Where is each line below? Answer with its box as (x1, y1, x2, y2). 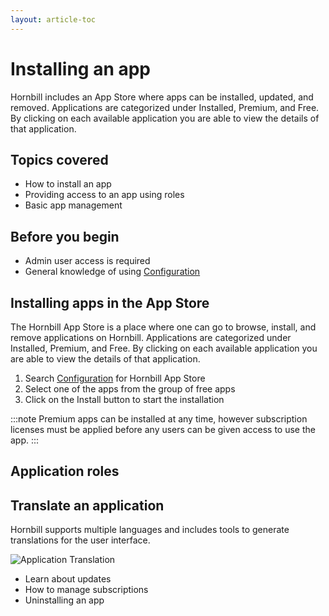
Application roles (10, 463, 120, 480)
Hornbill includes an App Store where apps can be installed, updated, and (10, 91, 314, 103)
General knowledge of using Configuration (24, 266, 201, 278)
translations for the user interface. (10, 534, 151, 546)
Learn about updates (24, 573, 112, 585)
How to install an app (24, 178, 112, 190)
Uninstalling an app (24, 594, 105, 606)
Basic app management (24, 199, 123, 211)
